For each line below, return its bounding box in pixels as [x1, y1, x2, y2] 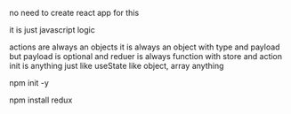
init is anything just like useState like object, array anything [9, 61, 224, 71]
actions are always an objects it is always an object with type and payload [9, 42, 280, 52]
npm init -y [9, 78, 49, 87]
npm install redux [9, 95, 73, 105]
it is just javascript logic [9, 25, 95, 34]
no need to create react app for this [9, 8, 140, 18]
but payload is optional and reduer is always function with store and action [9, 51, 283, 61]
